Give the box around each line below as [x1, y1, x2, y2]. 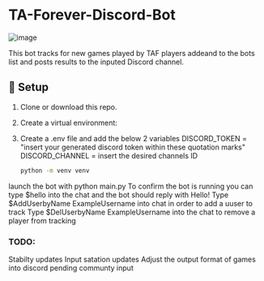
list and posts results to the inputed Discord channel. [8, 57, 185, 67]
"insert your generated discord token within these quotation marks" [19, 142, 245, 152]
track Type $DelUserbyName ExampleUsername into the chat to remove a [8, 207, 256, 217]
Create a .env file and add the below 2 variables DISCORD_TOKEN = [19, 133, 247, 143]
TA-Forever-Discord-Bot [8, 6, 176, 24]
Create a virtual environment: [19, 118, 117, 128]
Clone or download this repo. [19, 102, 117, 111]
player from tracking [8, 215, 77, 225]
